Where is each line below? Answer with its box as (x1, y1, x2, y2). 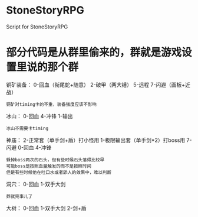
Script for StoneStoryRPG (6, 23, 68, 30)
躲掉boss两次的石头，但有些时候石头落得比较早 (6, 157, 105, 163)
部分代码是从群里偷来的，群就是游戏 (6, 46, 182, 59)
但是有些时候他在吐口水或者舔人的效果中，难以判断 (6, 169, 112, 175)
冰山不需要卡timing (6, 125, 49, 131)
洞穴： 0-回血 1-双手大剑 (6, 180, 66, 187)
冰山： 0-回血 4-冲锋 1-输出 (6, 112, 73, 119)
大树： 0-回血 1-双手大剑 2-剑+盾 (6, 205, 87, 212)
